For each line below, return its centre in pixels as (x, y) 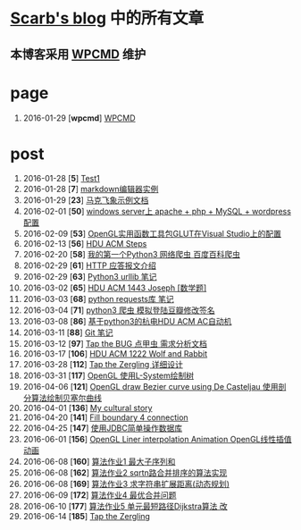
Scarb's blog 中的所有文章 (107, 18)
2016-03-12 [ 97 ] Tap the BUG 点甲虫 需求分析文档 (115, 344)
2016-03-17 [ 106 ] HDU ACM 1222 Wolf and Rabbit (115, 354)
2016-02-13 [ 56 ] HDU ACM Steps (85, 244)
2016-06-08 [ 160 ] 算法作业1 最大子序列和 (99, 462)
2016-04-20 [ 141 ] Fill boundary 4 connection (105, 417)
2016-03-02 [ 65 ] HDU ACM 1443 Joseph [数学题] (115, 288)
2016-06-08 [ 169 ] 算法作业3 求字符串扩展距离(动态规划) (126, 484)
